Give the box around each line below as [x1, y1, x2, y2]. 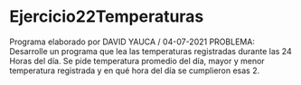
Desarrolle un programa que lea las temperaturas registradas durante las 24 [9, 45, 292, 56]
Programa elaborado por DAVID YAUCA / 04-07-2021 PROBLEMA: [9, 36, 256, 47]
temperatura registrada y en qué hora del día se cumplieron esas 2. [9, 65, 260, 76]
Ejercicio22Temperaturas [9, 6, 204, 27]
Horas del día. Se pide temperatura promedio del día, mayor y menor [9, 55, 265, 66]
